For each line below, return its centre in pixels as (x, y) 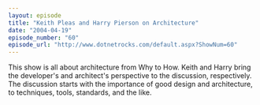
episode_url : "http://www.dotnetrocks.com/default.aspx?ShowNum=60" (123, 45)
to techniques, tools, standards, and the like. (80, 92)
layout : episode (35, 15)
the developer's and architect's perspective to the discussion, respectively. (130, 76)
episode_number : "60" (44, 37)
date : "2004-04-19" (40, 30)
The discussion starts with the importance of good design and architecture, (131, 84)
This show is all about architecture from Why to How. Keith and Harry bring (130, 67)
